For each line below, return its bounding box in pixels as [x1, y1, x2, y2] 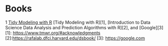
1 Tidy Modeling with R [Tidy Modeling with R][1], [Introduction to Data [5, 19, 151, 25]
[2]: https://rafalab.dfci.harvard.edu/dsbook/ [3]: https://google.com [5, 35, 145, 41]
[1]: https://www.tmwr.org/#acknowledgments [5, 30, 101, 36]
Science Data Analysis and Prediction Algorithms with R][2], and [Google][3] [5, 24, 163, 30]
